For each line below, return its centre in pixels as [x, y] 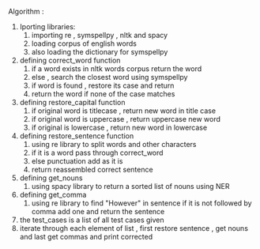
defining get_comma [53, 194]
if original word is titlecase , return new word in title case [123, 111]
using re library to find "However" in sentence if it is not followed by [141, 203]
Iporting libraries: [47, 26]
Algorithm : [26, 11]
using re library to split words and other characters [114, 144]
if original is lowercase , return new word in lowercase [119, 127]
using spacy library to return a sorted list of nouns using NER [131, 186]
